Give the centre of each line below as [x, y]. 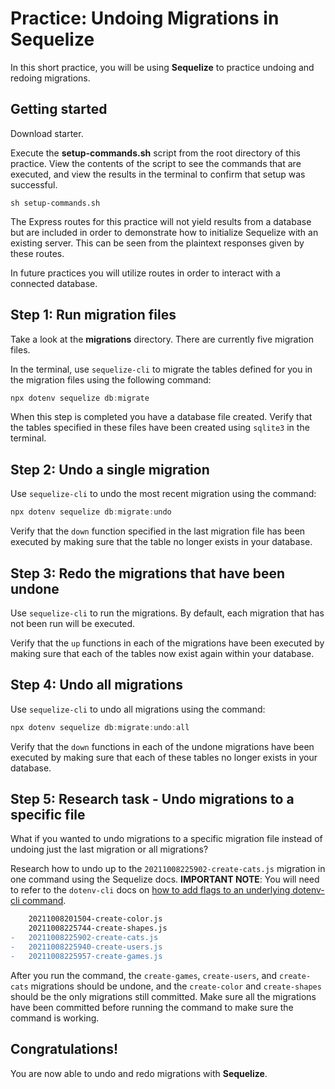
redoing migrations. [50, 78]
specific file [48, 815]
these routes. [37, 253]
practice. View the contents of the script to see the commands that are [156, 163]
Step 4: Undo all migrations [96, 685]
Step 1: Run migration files [93, 315]
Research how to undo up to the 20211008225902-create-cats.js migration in [168, 869]
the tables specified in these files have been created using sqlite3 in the [160, 428]
